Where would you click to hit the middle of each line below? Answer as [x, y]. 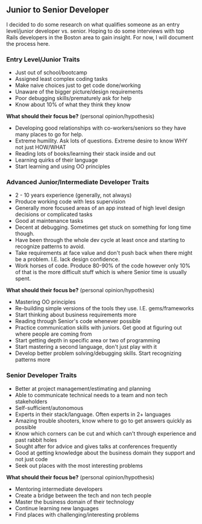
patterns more [33, 360]
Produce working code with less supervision [70, 202]
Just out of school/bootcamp [51, 72]
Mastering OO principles [45, 302]
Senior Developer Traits [42, 375]
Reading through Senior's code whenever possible [78, 321]
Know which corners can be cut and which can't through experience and [106, 433]
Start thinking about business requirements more [76, 315]
